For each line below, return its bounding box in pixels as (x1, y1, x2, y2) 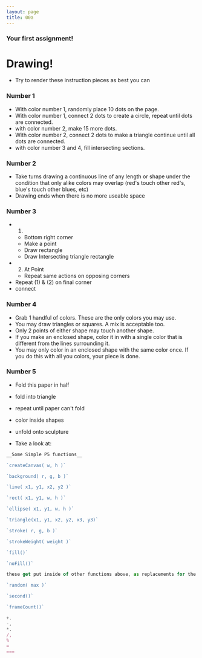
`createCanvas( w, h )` (6, 462, 67, 468)
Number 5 (6, 367, 36, 376)
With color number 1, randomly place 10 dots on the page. (15, 105, 159, 112)
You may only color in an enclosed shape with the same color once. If (15, 346, 189, 353)
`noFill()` (6, 560, 34, 567)
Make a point (24, 240, 57, 248)
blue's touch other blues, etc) (15, 185, 89, 193)
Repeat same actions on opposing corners (24, 273, 130, 280)
